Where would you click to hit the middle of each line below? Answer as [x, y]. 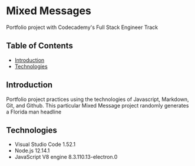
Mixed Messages [49, 11]
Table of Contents [40, 46]
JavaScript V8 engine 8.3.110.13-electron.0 [66, 157]
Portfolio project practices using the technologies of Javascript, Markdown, [98, 99]
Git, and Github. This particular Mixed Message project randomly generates [97, 105]
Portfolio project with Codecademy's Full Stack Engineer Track [82, 27]
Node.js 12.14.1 [32, 151]
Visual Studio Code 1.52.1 [45, 144]
